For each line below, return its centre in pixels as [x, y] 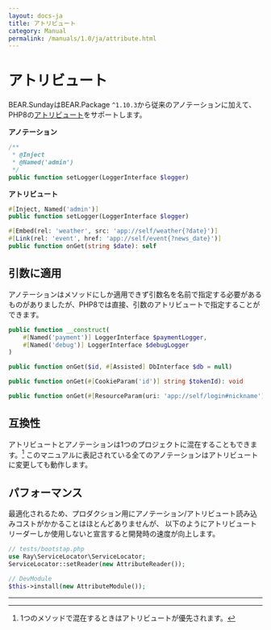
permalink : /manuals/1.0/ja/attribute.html [83, 38]
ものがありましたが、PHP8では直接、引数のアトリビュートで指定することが [134, 304]
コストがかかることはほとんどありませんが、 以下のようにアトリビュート [136, 524]
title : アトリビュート [42, 23]
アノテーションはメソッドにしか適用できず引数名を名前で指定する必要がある [135, 294]
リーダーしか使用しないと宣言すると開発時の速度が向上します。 [114, 534]
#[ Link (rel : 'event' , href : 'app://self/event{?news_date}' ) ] [115, 239]
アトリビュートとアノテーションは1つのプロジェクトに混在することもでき [129, 444]
